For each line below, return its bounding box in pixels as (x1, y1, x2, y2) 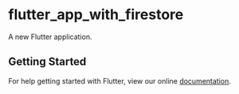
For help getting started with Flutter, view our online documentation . (8, 76, 231, 85)
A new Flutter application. (8, 32, 92, 41)
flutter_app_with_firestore (8, 6, 184, 24)
